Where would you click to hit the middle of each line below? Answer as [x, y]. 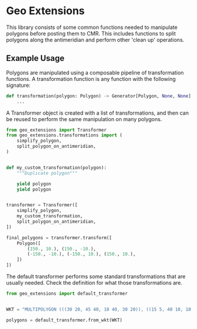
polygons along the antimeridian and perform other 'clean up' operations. [95, 40]
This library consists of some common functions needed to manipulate [92, 27]
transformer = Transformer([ [42, 205]
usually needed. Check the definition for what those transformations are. [94, 283]
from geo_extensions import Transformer [57, 130]
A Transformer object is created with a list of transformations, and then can [97, 113]
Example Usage [35, 58]
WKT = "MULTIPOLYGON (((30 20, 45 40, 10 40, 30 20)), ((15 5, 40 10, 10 [99, 309]
